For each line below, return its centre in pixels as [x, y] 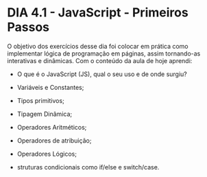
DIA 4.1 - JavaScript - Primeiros [98, 13]
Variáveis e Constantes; [50, 87]
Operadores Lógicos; [47, 154]
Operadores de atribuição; [54, 140]
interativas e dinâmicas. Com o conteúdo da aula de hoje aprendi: [100, 60]
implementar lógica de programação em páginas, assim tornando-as [104, 54]
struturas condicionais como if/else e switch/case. [88, 167]
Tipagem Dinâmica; [45, 114]
